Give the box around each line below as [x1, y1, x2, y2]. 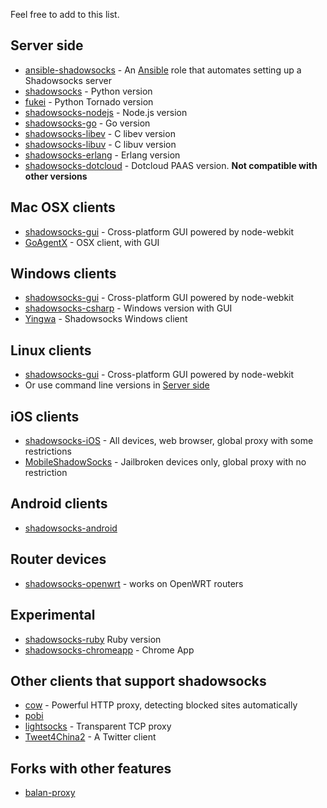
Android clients [10, 495, 108, 513]
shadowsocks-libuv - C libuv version [24, 138, 177, 150]
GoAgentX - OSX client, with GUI [24, 236, 160, 248]
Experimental [10, 607, 96, 624]
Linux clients [10, 342, 92, 359]
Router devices [10, 551, 107, 568]
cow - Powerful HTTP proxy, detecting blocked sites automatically [24, 699, 298, 711]
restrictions [24, 445, 72, 458]
